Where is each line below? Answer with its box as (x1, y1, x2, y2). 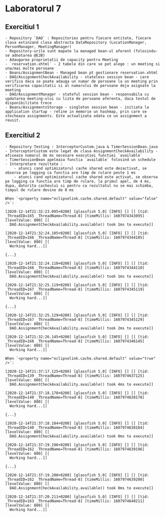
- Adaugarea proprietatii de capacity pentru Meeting (5, 57, 119, 62)
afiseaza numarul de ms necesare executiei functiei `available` (5, 153, 142, 158)
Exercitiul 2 (5, 131, 41, 140)
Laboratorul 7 (5, 3, 61, 14)
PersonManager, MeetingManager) (5, 44, 72, 49)
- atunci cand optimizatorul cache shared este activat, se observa (14, 174, 158, 179)
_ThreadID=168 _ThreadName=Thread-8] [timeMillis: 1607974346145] (5, 339, 145, 344)
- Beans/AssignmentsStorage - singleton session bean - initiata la (5, 105, 149, 110)
